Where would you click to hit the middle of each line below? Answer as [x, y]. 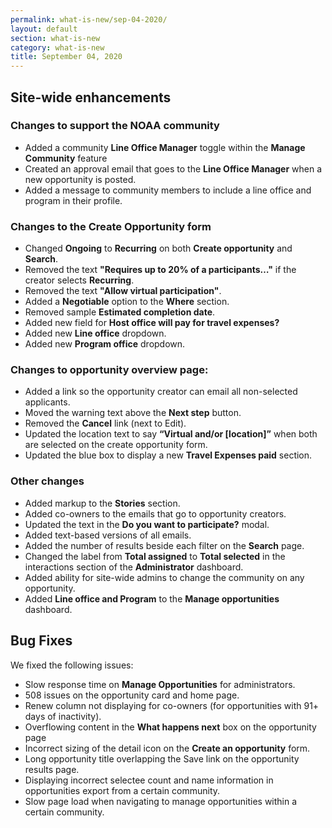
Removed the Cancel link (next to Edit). [105, 423]
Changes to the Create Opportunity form [111, 226]
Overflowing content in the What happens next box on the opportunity [170, 727]
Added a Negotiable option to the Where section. [127, 302]
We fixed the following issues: [72, 665]
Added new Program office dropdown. [105, 344]
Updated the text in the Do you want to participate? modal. [147, 524]
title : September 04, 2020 [66, 57]
